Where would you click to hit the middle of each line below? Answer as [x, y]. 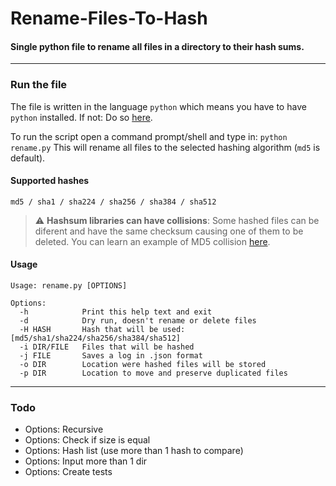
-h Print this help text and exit [116, 312]
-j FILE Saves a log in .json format [111, 356]
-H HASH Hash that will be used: [102, 330]
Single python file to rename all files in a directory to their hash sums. [157, 46]
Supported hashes [50, 181]
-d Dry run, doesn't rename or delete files [138, 321]
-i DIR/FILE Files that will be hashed [107, 347]
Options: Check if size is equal [87, 440]
